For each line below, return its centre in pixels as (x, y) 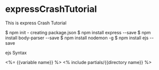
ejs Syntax (16, 53)
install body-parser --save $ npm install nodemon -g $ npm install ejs (77, 38)
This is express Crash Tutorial (36, 23)
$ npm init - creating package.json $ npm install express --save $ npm (78, 32)
